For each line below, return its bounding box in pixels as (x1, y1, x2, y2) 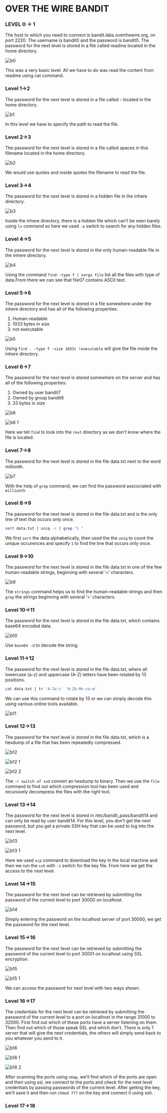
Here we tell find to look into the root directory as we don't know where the (5, 429, 161, 435)
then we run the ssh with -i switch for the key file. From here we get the (5, 863, 153, 869)
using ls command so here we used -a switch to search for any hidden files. (5, 223, 162, 229)
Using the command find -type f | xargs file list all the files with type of (5, 271, 160, 277)
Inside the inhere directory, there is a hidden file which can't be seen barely (5, 218, 161, 224)
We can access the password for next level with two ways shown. (5, 985, 141, 991)
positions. (5, 677, 25, 683)
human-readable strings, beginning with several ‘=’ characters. (5, 569, 135, 575)
